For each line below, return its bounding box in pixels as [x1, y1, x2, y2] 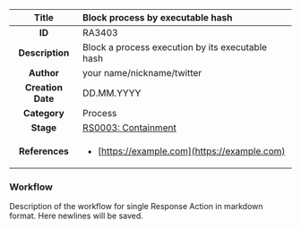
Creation [24, 81, 63, 93]
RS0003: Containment [82, 122, 176, 133]
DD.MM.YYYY [82, 87, 142, 99]
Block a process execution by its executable [82, 41, 267, 53]
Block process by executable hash [82, 12, 233, 23]
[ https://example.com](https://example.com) [98, 145, 286, 157]
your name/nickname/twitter [82, 67, 202, 79]
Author [28, 67, 60, 79]
